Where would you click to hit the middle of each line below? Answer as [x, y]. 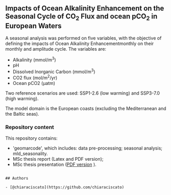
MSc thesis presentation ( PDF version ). [55, 165]
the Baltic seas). [22, 114]
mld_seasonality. [30, 154]
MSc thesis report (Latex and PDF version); [58, 159]
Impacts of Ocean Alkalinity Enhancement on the [85, 8]
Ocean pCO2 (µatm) [34, 83]
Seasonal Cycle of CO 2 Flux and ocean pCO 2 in [81, 17]
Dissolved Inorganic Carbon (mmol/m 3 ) [54, 71]
